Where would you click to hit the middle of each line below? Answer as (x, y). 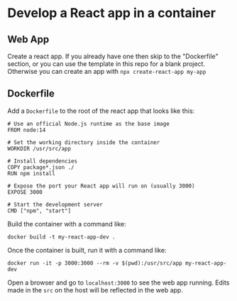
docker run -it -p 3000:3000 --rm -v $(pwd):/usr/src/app (95, 263)
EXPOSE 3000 (25, 192)
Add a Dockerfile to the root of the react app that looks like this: (101, 111)
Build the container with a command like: (67, 224)
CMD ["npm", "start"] (39, 211)
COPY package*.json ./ (41, 167)
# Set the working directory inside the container (84, 142)
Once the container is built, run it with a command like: (87, 250)
